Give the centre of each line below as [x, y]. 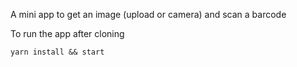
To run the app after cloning [67, 33]
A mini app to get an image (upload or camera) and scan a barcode [148, 14]
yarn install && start [57, 52]
